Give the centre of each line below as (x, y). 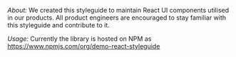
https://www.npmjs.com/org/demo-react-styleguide (84, 46)
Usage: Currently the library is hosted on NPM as (79, 39)
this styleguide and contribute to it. (59, 25)
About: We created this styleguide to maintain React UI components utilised (118, 10)
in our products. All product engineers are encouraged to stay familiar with (117, 18)
